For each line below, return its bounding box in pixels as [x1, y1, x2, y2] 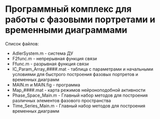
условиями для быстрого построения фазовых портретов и [12, 71, 138, 77]
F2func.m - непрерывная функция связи [12, 55, 97, 61]
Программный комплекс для [5, 3, 132, 15]
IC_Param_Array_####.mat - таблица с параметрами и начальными [12, 66, 154, 72]
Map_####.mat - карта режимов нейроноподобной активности [12, 87, 146, 93]
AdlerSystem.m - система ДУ [12, 50, 74, 56]
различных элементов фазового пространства [12, 97, 111, 103]
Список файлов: [5, 40, 39, 46]
